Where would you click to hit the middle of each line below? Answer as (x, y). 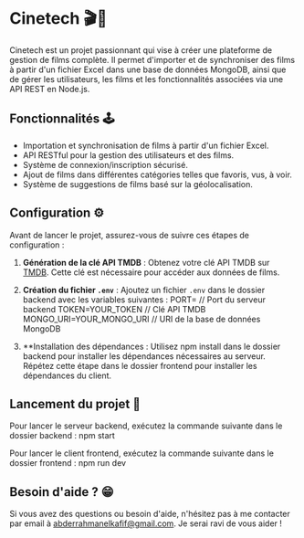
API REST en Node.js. (50, 89)
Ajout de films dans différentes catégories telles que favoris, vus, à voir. (157, 174)
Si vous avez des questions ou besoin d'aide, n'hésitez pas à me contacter (150, 514)
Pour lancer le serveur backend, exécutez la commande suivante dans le (146, 426)
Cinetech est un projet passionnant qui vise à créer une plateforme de (141, 50)
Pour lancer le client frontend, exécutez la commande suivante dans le (142, 453)
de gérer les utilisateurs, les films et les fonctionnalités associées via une (147, 79)
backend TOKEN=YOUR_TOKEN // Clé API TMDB (114, 309)
